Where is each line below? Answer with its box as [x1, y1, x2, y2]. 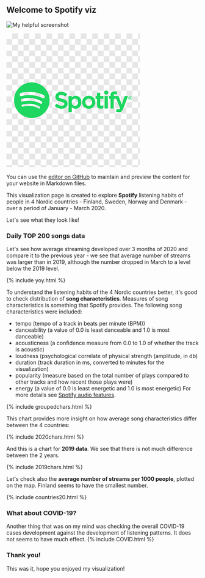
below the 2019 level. [6, 265, 60, 273]
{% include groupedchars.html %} [6, 403, 93, 411]
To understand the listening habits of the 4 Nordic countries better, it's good [6, 288, 198, 296]
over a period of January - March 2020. [6, 204, 106, 211]
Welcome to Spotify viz [6, 5, 96, 15]
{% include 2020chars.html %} [6, 433, 84, 441]
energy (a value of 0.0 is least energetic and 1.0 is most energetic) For [15, 385, 191, 392]
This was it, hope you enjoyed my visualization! [6, 565, 125, 572]
